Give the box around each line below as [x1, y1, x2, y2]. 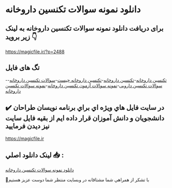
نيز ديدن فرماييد [5, 122, 50, 131]
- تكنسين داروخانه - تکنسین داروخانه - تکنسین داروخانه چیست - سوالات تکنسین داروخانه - [5, 77, 167, 83]
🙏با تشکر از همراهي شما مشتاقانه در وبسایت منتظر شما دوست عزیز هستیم [5, 177, 149, 183]
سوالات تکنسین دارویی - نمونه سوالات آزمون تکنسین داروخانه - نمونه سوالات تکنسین [5, 82, 163, 88]
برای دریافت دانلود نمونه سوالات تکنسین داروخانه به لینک [5, 24, 164, 33]
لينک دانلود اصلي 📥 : [5, 151, 64, 159]
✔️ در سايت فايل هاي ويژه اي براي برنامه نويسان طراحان [5, 103, 165, 112]
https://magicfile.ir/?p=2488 [5, 49, 65, 55]
